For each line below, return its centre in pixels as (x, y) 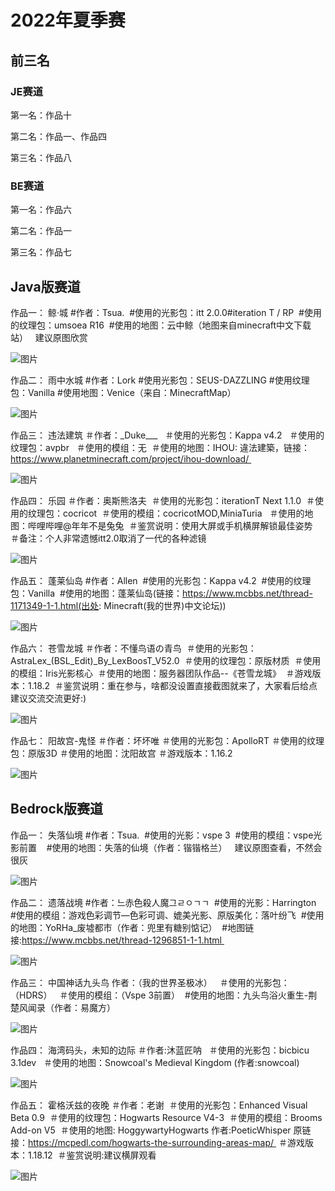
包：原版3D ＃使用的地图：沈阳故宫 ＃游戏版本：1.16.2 (121, 753)
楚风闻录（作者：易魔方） (63, 1007)
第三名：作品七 (41, 252)
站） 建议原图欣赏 (49, 337)
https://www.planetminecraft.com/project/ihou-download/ (130, 458)
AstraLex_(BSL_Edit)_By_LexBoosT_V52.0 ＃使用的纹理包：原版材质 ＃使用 (166, 660)
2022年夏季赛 (68, 20)
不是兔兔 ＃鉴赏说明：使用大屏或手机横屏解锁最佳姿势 (200, 525)
